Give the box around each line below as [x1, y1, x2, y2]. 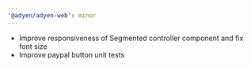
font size [18, 41, 48, 51]
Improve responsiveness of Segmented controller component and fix [18, 33, 244, 43]
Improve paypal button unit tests [18, 50, 125, 59]
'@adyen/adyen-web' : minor [7, 11, 97, 20]
